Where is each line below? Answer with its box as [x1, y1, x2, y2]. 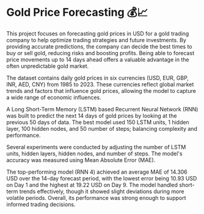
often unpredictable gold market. [6, 62, 89, 70]
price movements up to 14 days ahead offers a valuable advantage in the [6, 56, 189, 63]
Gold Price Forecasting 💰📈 [6, 6, 148, 20]
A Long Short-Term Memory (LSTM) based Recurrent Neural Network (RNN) [6, 105, 199, 113]
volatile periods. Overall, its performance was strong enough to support [6, 194, 186, 201]
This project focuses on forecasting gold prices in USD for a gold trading [6, 29, 189, 37]
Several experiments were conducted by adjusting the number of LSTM [6, 143, 186, 150]
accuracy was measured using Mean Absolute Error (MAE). [6, 156, 156, 163]
